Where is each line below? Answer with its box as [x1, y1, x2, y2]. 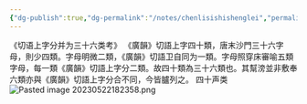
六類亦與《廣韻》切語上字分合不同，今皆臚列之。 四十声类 [9, 74, 228, 85]
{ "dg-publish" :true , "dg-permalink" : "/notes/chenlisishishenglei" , [9, 13, 268, 23]
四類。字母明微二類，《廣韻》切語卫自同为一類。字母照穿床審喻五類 [40, 51, 294, 62]
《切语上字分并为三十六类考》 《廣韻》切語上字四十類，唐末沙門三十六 [9, 39, 276, 50]
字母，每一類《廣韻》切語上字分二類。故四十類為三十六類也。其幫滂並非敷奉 [9, 62, 298, 73]
